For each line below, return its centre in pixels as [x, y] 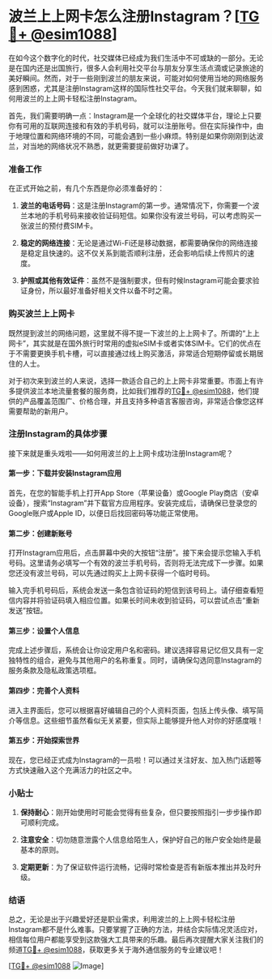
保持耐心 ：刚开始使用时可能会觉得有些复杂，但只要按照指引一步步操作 [137, 813]
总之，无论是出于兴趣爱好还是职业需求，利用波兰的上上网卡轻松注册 [122, 919]
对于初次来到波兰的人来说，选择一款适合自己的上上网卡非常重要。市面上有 [132, 380]
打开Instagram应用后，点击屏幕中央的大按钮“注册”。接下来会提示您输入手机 [135, 553]
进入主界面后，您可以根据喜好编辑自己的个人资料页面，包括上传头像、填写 [132, 710]
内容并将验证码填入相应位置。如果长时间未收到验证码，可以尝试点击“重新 [138, 600]
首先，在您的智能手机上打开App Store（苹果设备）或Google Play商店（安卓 [134, 493]
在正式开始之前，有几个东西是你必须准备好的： [86, 188]
